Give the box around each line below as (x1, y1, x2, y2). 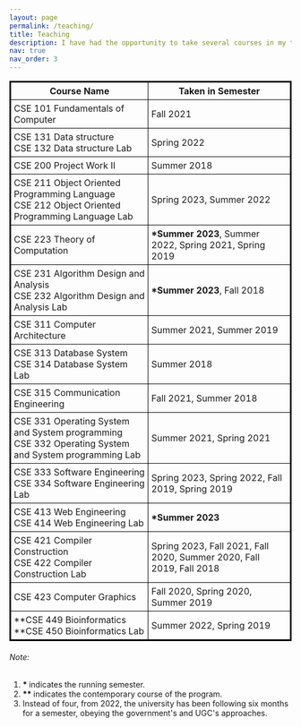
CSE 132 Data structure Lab (13, 142, 133, 154)
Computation (13, 244, 69, 256)
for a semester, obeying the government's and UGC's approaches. (21, 708, 268, 719)
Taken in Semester (178, 85, 261, 97)
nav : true (9, 47, 47, 56)
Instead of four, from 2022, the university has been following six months (21, 698, 289, 709)
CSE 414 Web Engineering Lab (13, 517, 144, 529)
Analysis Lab (13, 301, 68, 313)
